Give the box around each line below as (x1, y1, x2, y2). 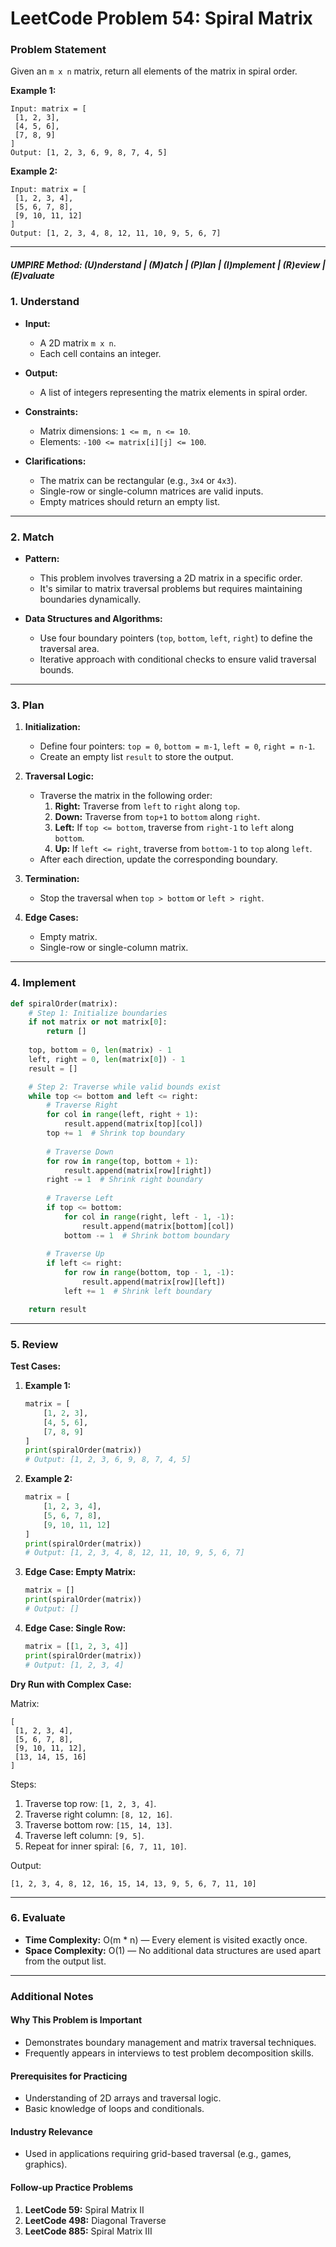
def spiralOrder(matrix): (10, 998, 118, 1009)
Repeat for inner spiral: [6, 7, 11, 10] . (24, 1840, 187, 1852)
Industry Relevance (10, 2125, 93, 2137)
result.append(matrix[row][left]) (81, 1277, 226, 1287)
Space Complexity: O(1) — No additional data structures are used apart (24, 1944, 321, 1956)
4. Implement (10, 976, 77, 990)
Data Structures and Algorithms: (24, 613, 163, 625)
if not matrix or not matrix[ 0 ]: (28, 1017, 168, 1027)
